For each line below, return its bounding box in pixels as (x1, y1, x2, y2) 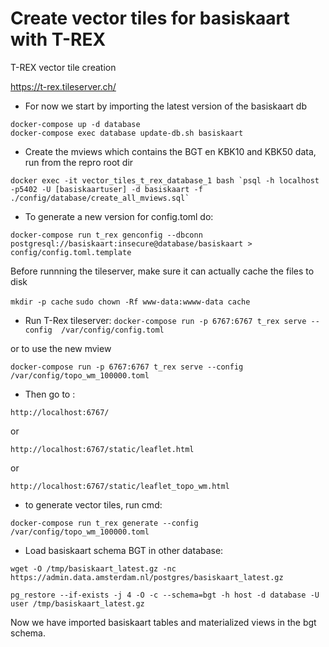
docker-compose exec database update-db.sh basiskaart (10, 128, 244, 138)
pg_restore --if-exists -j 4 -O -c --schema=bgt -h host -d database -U (10, 590, 320, 600)
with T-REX (10, 28, 107, 51)
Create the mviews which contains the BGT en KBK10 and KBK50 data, (24, 145, 317, 157)
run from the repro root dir (24, 156, 134, 168)
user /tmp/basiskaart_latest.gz (10, 598, 145, 609)
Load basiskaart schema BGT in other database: (24, 544, 224, 556)
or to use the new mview (10, 342, 112, 354)
